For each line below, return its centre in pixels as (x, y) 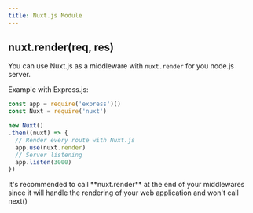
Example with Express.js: (48, 90)
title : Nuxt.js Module (45, 15)
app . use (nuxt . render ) (51, 147)
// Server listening (49, 155)
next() (18, 201)
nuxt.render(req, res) (61, 48)
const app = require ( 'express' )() (65, 104)
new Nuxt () (26, 126)
